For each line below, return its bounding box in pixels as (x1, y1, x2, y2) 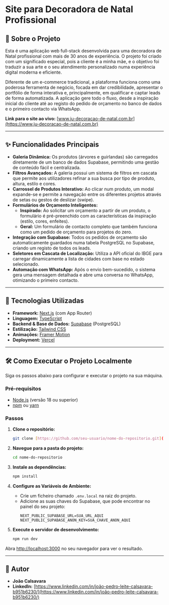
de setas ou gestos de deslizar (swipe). (12, 196, 95, 203)
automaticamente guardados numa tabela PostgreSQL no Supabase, (12, 239, 155, 245)
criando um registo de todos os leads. (12, 245, 92, 251)
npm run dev (12, 536, 38, 541)
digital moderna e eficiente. (5, 69, 62, 75)
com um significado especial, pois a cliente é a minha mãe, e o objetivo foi (5, 59, 159, 64)
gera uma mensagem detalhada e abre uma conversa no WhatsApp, (12, 272, 154, 278)
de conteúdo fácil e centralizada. (12, 164, 81, 170)
